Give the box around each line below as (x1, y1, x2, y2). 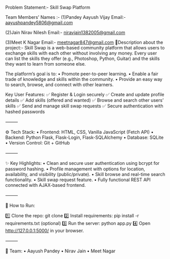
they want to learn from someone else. (5, 61, 86, 67)
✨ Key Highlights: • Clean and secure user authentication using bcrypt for (5, 160, 160, 166)
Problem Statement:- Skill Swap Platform (5, 5, 90, 10)
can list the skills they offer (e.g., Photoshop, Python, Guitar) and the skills (5, 55, 160, 62)
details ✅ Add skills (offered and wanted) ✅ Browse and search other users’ (5, 97, 164, 103)
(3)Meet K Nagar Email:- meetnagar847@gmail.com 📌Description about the (5, 39, 163, 45)
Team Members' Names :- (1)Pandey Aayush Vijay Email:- (5, 14, 126, 20)
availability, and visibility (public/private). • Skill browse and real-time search (5, 171, 165, 177)
